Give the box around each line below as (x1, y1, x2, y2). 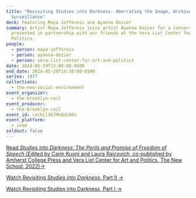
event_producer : (6, 100, 45, 107)
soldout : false (6, 128, 43, 134)
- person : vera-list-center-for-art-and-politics (11, 57, 134, 63)
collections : (6, 79, 38, 85)
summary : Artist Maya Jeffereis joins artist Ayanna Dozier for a (6, 25, 171, 31)
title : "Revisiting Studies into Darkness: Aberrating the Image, (6, 8, 171, 15)
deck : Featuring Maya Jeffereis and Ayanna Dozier (6, 19, 132, 25)
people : (6, 41, 25, 47)
